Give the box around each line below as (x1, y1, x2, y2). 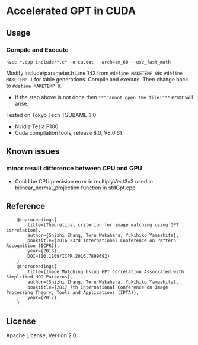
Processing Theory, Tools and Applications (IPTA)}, (6, 290, 139, 296)
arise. (14, 100, 29, 107)
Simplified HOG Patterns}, (6, 274, 73, 280)
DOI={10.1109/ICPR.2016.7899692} (27, 254, 110, 259)
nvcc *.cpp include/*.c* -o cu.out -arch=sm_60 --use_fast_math (6, 59, 171, 65)
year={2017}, (27, 295, 60, 301)
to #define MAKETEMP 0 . (6, 82, 62, 89)
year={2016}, (27, 248, 60, 254)
